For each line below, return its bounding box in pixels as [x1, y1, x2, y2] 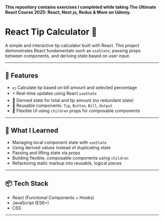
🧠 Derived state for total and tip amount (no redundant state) [12, 97, 134, 103]
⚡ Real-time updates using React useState [12, 90, 97, 96]
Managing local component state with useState [12, 139, 107, 145]
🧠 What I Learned [5, 126, 59, 135]
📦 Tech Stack [5, 179, 49, 187]
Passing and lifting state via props [12, 150, 81, 156]
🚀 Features [5, 72, 39, 80]
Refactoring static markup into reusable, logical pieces [12, 160, 122, 166]
